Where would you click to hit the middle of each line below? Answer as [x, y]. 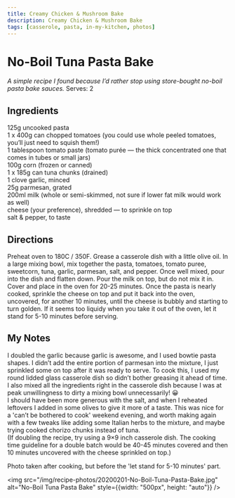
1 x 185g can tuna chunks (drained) [58, 172]
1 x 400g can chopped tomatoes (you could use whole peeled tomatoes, [112, 135]
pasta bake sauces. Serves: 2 [51, 89]
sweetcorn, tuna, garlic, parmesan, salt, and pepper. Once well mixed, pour [116, 271]
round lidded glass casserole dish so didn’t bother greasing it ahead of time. [117, 378]
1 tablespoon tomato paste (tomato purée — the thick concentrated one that [117, 150]
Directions [31, 240]
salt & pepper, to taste [39, 217]
